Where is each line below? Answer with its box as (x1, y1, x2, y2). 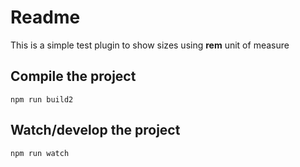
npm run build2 (10, 94, 74, 105)
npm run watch (10, 148, 70, 158)
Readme (10, 6, 81, 29)
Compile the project (10, 68, 137, 85)
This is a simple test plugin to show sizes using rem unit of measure (10, 39, 290, 51)
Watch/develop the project (10, 122, 181, 139)
